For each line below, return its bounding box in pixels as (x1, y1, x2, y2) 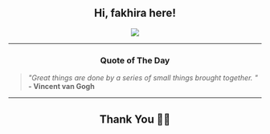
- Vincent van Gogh (27, 82, 95, 91)
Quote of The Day (100, 55, 170, 66)
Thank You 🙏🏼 (99, 112, 171, 126)
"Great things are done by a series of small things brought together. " (27, 73, 259, 83)
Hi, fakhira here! (93, 6, 177, 20)
